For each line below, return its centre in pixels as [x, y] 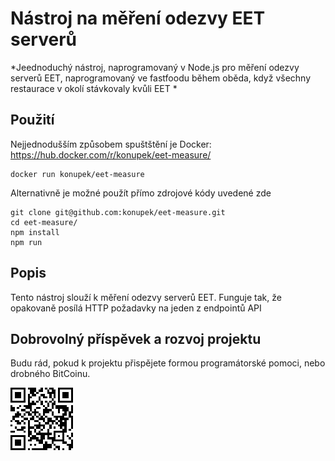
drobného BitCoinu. [50, 374]
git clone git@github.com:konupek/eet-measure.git [118, 212]
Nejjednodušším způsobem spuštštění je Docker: [111, 144]
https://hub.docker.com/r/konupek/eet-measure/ [111, 154]
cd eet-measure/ [44, 222]
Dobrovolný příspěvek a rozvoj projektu [136, 338]
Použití [32, 120]
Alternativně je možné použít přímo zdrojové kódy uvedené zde [141, 193]
